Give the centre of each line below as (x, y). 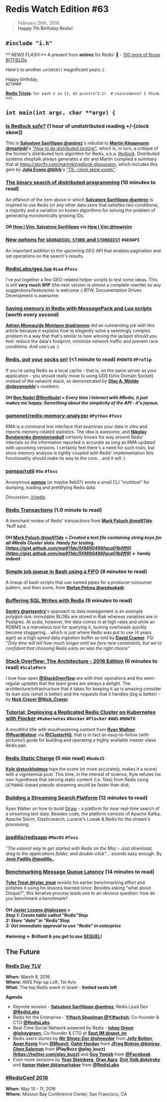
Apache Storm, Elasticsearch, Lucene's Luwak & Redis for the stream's (78, 819)
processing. (18, 824)
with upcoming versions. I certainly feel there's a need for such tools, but (80, 448)
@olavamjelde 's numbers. (33, 386)
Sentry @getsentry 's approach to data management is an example (74, 611)
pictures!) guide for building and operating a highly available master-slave (81, 740)
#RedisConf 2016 (27, 1078)
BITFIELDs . (17, 60)
